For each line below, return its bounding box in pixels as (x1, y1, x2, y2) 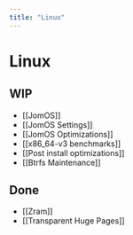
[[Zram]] (21, 206, 53, 217)
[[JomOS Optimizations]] (21, 129, 113, 139)
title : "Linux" (9, 12, 66, 22)
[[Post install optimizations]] (21, 147, 125, 158)
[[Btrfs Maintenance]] (21, 157, 101, 168)
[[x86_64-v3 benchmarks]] (21, 138, 121, 149)
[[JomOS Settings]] (21, 119, 93, 129)
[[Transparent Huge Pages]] (21, 215, 126, 226)
